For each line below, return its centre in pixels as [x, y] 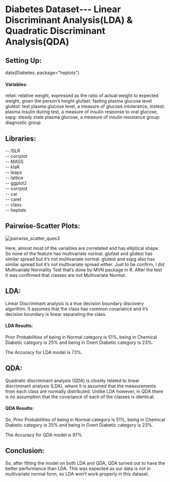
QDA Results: [20, 408]
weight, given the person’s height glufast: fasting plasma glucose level [79, 101]
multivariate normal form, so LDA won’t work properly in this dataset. [77, 474]
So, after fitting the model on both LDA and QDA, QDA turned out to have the [85, 463]
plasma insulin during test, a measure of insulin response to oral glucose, [82, 112]
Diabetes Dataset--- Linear [63, 9]
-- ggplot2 [16, 183]
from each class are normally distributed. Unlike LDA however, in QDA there [84, 391]
